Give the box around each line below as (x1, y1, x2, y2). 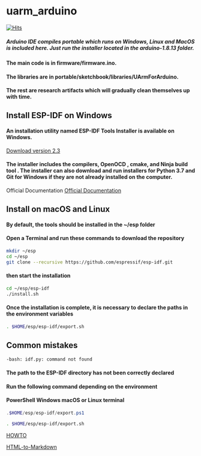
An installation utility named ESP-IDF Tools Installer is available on (6, 127, 175, 134)
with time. (6, 93, 32, 100)
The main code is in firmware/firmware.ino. (6, 59, 117, 67)
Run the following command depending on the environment (6, 383, 158, 390)
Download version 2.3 (6, 147, 61, 154)
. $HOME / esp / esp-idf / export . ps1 (6, 410, 85, 416)
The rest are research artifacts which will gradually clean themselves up (6, 87, 190, 94)
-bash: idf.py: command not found (6, 356, 93, 362)
